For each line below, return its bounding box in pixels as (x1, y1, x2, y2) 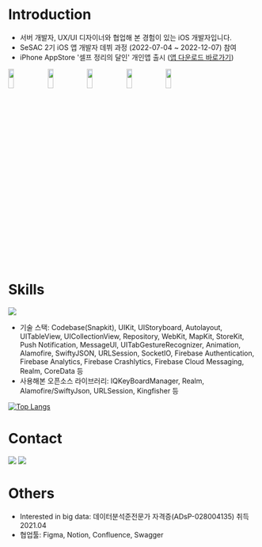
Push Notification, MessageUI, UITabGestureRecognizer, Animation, (19, 340, 241, 349)
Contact (8, 430, 63, 448)
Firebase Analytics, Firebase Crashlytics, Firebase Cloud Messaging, (19, 356, 245, 366)
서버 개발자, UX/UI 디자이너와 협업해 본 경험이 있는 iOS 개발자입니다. (19, 32, 232, 42)
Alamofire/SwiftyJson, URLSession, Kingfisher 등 (19, 386, 180, 395)
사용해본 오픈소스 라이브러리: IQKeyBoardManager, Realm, (19, 376, 204, 386)
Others (8, 484, 55, 502)
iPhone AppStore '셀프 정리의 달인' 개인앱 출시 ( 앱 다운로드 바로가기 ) (19, 52, 234, 62)
